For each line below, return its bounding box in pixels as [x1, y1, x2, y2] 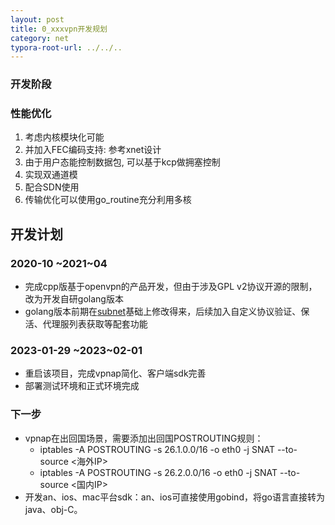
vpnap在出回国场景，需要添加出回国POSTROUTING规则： [24, 432, 264, 444]
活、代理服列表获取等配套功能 [24, 318, 148, 330]
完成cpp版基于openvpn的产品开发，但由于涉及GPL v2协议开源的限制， [24, 281, 318, 293]
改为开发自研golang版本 [24, 293, 124, 305]
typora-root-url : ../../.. [10, 42, 123, 53]
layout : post [10, 14, 65, 25]
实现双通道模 [24, 169, 78, 181]
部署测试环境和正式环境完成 [24, 380, 140, 392]
